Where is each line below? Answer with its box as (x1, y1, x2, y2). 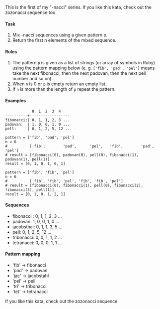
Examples (5, 98, 26, 104)
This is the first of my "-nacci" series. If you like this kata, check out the (5, 4, 152, 10)
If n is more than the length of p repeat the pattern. (12, 86, 116, 92)
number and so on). (12, 76, 53, 82)
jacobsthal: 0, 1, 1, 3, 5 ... (12, 224, 63, 230)
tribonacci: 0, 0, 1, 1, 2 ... (12, 234, 62, 240)
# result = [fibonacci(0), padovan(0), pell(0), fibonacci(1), (5, 152, 139, 157)
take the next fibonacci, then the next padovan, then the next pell (12, 70, 146, 76)
